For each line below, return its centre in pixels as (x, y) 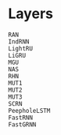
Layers (30, 14)
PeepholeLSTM (29, 111)
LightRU (21, 48)
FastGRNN (22, 124)
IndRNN (19, 41)
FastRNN (21, 118)
